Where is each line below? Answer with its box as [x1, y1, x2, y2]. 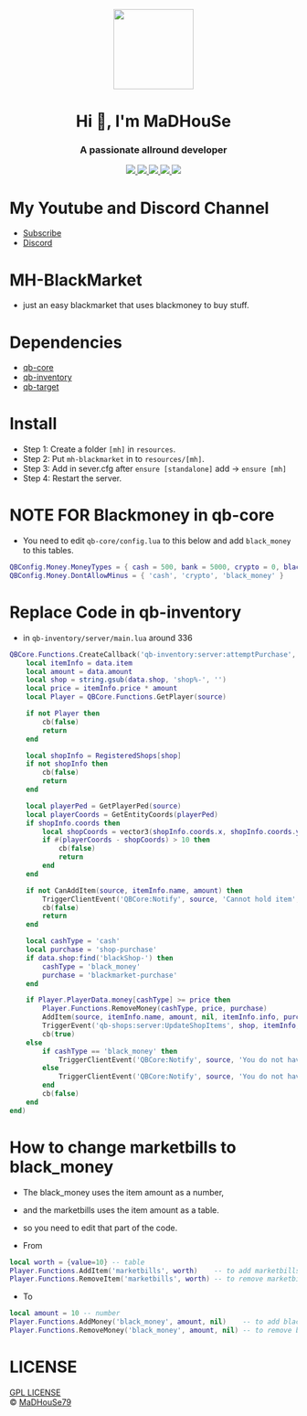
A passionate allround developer [79, 144, 228, 156]
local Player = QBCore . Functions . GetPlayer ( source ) [26, 692, 227, 702]
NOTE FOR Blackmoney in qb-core [9, 505, 275, 526]
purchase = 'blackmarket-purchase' [42, 971, 178, 980]
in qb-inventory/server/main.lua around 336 [22, 632, 194, 643]
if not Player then [26, 709, 101, 718]
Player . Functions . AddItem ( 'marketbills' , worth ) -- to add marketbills [9, 1266, 301, 1275]
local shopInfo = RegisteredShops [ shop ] [26, 751, 182, 760]
